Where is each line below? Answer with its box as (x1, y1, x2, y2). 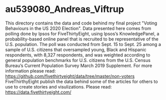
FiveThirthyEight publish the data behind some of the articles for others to (5, 78, 158, 84)
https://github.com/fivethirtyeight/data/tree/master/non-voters (5, 73, 135, 79)
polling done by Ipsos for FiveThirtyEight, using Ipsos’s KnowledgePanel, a (5, 30, 159, 36)
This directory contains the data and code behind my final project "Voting (5, 20, 157, 26)
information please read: (5, 67, 56, 73)
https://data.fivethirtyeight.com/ (5, 89, 71, 95)
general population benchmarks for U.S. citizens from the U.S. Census (5, 57, 151, 63)
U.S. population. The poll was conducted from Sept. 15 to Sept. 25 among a (5, 41, 161, 47)
